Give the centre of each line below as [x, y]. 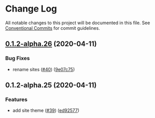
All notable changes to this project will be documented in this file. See [78, 23]
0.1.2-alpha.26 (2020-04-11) [51, 44]
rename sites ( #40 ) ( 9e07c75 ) [44, 69]
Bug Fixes [18, 58]
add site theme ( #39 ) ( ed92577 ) [46, 110]
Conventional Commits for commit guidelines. [53, 28]
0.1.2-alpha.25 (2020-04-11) [51, 85]
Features [16, 99]
